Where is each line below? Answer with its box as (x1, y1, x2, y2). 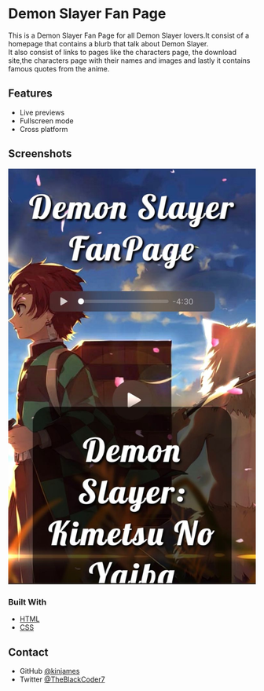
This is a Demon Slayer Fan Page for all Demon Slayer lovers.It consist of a (8, 31, 250, 40)
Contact (8, 645, 49, 659)
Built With (8, 596, 47, 607)
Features (8, 87, 53, 101)
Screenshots (8, 147, 72, 161)
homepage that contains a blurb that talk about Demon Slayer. (8, 38, 209, 48)
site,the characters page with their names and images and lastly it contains (8, 56, 251, 65)
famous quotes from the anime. (8, 64, 110, 73)
